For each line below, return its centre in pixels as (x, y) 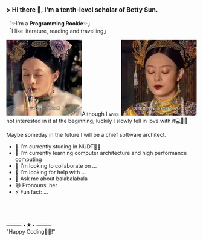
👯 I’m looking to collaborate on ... (56, 166)
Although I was (100, 114)
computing (28, 159)
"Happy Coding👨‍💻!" (31, 232)
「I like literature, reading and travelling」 (58, 31)
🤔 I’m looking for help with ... (50, 173)
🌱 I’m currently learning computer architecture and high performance (101, 153)
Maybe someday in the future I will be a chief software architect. (86, 135)
